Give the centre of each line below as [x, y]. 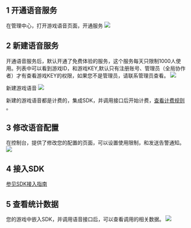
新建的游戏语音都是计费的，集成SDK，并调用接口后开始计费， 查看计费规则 [95, 100]
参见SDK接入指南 [27, 184]
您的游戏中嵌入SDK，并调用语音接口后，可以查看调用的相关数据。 [85, 219]
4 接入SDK [25, 169]
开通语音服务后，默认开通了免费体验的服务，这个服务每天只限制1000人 [91, 61]
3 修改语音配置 [33, 128]
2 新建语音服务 [33, 46]
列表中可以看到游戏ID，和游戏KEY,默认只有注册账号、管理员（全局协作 [101, 68]
